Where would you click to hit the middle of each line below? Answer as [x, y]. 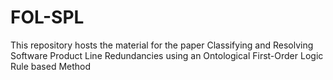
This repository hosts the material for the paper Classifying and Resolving [162, 45]
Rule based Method [51, 66]
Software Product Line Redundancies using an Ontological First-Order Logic [167, 55]
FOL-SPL [47, 17]
